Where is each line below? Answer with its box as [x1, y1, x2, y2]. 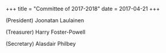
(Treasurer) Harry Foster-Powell [5, 28, 86, 36]
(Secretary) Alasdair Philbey [5, 40, 77, 47]
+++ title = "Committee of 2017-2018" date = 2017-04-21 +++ [5, 5, 161, 12]
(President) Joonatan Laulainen [5, 17, 85, 23]
